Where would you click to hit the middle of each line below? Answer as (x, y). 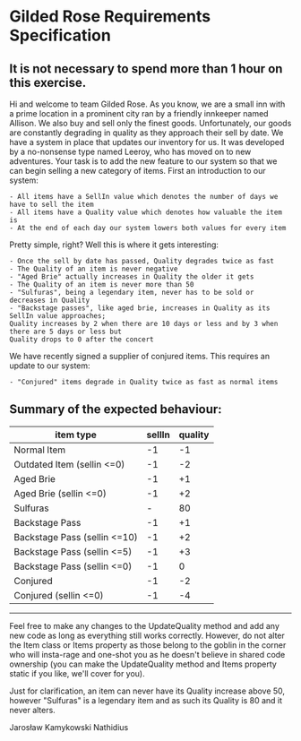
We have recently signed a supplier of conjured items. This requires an (140, 356)
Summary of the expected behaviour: (116, 409)
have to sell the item (52, 204)
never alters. (32, 710)
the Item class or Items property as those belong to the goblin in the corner (148, 645)
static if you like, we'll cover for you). (77, 673)
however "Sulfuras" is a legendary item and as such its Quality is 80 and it (146, 700)
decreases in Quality (50, 300)
